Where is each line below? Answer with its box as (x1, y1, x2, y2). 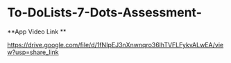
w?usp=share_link (7, 48, 59, 56)
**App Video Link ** (7, 27, 67, 36)
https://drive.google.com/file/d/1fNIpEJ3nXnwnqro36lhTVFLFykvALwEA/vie (7, 40, 224, 49)
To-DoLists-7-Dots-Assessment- (7, 5, 203, 21)
